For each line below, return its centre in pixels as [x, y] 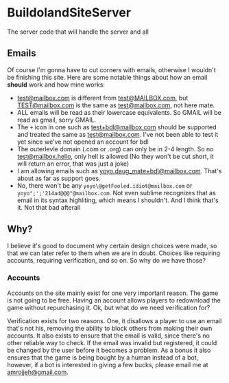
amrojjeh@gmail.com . [38, 372]
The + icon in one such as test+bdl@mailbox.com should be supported [117, 127]
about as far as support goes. [59, 178]
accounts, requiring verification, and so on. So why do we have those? [106, 260]
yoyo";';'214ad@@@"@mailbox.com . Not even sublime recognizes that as [116, 193]
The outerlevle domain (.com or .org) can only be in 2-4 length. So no [115, 149]
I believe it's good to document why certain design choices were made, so [112, 245]
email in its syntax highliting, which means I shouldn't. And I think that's [118, 200]
